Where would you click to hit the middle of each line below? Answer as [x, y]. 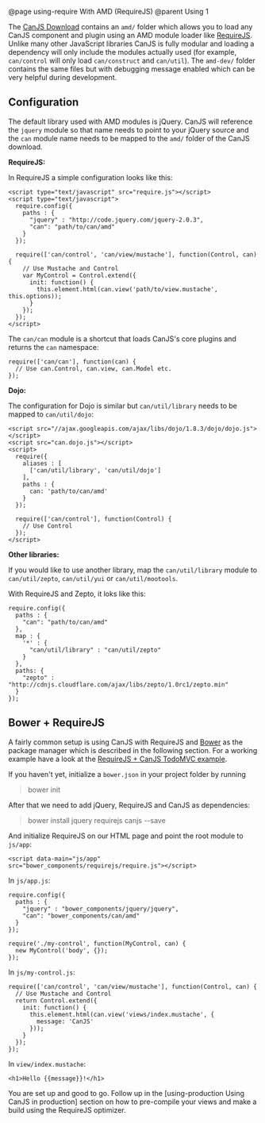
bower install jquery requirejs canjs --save [97, 820]
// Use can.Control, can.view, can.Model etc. [94, 368]
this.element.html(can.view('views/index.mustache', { [122, 1014]
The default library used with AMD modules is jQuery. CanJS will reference [131, 121]
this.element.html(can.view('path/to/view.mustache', [127, 289]
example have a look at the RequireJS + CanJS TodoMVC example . [118, 759]
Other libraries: [34, 554]
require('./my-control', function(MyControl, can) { [97, 944]
